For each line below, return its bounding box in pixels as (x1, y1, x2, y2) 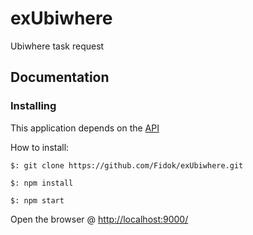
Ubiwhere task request (10, 40, 105, 52)
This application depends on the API (10, 122, 160, 134)
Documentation (10, 69, 110, 86)
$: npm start (10, 195, 65, 206)
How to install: (10, 141, 70, 153)
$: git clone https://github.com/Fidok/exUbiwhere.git (10, 160, 244, 171)
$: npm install (10, 178, 74, 188)
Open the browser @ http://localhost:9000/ (10, 213, 189, 225)
